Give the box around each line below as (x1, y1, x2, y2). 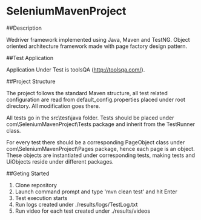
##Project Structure (6, 78, 56, 85)
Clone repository (15, 181, 58, 188)
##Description (6, 24, 42, 32)
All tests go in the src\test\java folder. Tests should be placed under (6, 114, 174, 121)
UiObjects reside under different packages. (6, 158, 114, 165)
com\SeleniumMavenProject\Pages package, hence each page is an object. (6, 145, 195, 152)
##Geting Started (6, 170, 50, 177)
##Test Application (6, 54, 53, 61)
